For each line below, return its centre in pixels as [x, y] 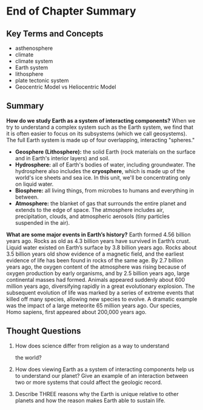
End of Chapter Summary [71, 11]
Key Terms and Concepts [55, 34]
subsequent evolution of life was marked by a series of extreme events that [100, 292]
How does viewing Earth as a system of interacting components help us [105, 369]
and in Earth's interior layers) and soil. [62, 158]
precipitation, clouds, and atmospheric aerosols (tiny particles [92, 216]
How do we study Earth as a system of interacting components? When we [101, 120]
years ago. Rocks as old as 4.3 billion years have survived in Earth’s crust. [98, 241]
